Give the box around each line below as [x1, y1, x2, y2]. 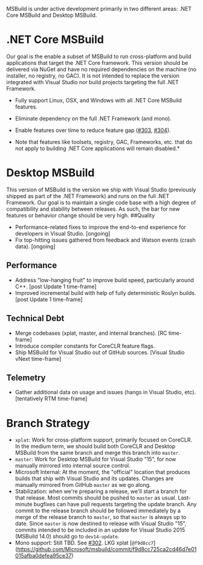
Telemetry [6, 372, 46, 383]
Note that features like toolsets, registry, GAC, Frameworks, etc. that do [14, 138, 193, 145]
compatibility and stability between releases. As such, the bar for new [6, 205, 180, 213]
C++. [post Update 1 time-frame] [14, 283, 97, 290]
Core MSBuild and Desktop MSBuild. [6, 12, 97, 19]
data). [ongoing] [14, 242, 56, 250]
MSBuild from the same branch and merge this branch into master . [14, 449, 180, 457]
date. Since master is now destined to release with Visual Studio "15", [14, 520, 187, 527]
